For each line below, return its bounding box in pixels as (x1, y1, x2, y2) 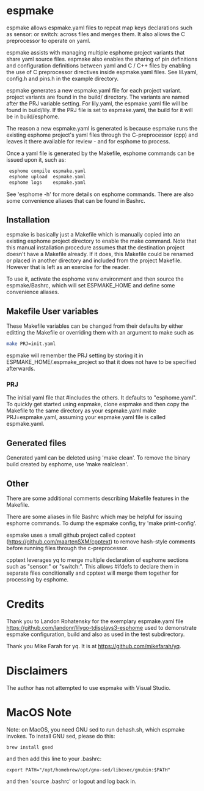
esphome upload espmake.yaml (9, 173, 86, 180)
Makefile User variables (6, 306, 99, 316)
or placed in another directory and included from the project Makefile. (6, 257, 182, 264)
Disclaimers (6, 664, 68, 678)
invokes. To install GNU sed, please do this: (6, 732, 115, 740)
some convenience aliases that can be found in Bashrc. (6, 197, 145, 204)
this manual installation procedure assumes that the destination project (6, 244, 185, 251)
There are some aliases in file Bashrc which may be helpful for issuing (6, 513, 183, 520)
